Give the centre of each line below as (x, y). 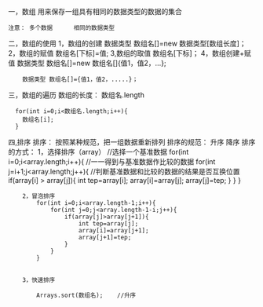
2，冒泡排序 (39, 196)
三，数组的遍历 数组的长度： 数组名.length (77, 95)
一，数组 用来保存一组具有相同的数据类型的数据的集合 (95, 11)
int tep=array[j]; (108, 224)
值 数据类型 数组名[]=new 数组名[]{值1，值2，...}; (87, 63)
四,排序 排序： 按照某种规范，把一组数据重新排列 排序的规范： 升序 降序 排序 (132, 142)
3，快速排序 (39, 280)
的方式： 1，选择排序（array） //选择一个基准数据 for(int (99, 152)
